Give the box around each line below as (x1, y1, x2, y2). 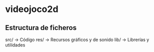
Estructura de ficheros (5, 23, 76, 32)
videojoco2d (5, 3, 58, 15)
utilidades (5, 42, 25, 48)
